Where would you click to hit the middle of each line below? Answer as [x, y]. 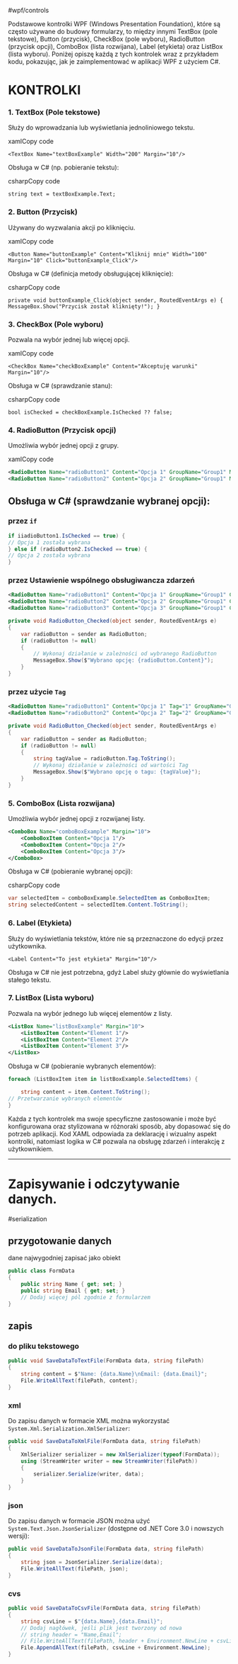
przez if [23, 521]
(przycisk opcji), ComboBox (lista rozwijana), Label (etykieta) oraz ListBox [115, 46]
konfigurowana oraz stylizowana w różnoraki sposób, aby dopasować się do [119, 1126]
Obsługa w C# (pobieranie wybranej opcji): [70, 871]
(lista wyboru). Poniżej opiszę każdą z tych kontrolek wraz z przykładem [113, 54]
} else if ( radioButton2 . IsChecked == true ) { [78, 549]
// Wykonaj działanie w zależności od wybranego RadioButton [125, 654]
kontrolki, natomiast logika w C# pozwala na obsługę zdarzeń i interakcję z [117, 1141]
